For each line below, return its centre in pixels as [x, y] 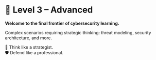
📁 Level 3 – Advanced [49, 10]
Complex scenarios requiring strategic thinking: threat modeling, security [78, 32]
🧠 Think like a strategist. [29, 47]
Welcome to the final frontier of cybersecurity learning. [62, 23]
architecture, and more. [28, 38]
